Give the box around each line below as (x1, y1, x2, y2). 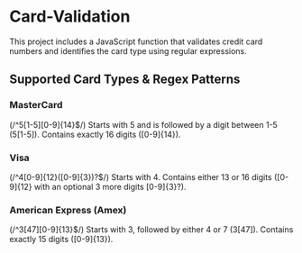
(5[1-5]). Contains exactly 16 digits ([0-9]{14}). (9, 129, 181, 140)
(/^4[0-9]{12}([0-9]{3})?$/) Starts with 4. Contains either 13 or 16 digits (9, 171, 272, 182)
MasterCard (9, 99, 63, 112)
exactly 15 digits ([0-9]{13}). (9, 234, 114, 245)
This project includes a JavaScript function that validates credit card (9, 36, 263, 47)
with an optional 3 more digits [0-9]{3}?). (33, 181, 187, 192)
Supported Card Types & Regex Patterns (9, 72, 241, 87)
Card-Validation (9, 6, 131, 27)
